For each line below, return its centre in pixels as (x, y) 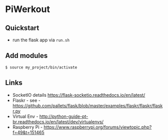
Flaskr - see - (27, 100)
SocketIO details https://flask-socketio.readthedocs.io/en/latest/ (79, 95)
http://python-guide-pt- (64, 116)
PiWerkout (28, 9)
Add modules (26, 56)
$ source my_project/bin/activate (41, 67)
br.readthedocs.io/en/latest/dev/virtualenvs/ (58, 121)
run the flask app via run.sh (41, 40)
